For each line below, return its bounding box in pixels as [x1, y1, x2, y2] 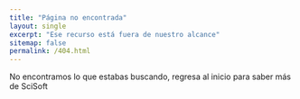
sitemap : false [9, 38, 67, 48]
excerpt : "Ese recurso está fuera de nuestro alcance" [9, 30, 220, 39]
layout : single [9, 22, 67, 31]
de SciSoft [9, 81, 48, 92]
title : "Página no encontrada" [9, 13, 127, 22]
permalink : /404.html [9, 47, 91, 56]
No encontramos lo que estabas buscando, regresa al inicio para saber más [9, 71, 292, 82]
